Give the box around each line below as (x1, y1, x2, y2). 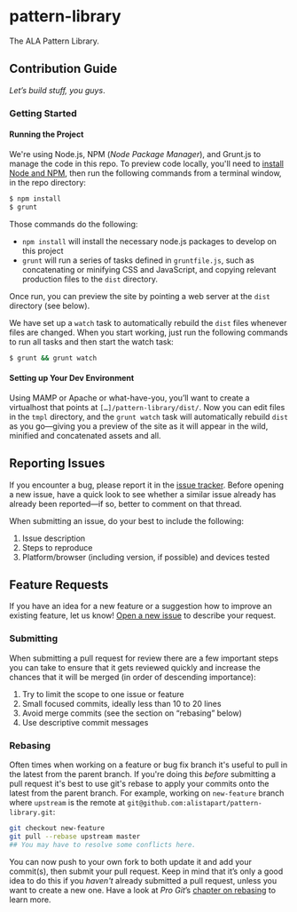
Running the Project (9, 129, 84, 139)
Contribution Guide (9, 61, 118, 76)
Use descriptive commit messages (21, 717, 149, 727)
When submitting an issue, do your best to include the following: (9, 515, 244, 526)
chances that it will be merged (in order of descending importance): (9, 671, 256, 682)
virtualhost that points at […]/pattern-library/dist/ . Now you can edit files (9, 401, 285, 412)
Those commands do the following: (9, 218, 138, 229)
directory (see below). (9, 300, 90, 311)
